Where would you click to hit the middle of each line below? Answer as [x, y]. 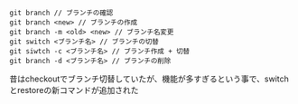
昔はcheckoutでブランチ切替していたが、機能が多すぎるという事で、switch [149, 79]
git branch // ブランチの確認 [61, 13]
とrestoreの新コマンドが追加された [74, 90]
